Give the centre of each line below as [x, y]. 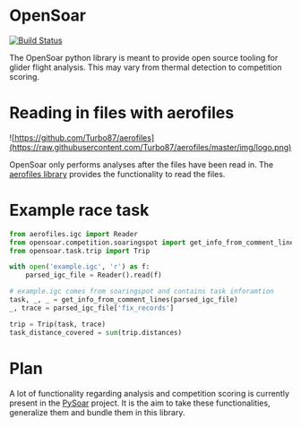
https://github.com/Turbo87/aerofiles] [85, 137]
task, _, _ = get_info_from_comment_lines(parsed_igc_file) [124, 300]
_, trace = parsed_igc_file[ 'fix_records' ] [92, 308]
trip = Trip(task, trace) [57, 324]
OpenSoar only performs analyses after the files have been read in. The [142, 164]
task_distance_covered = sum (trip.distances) [95, 332]
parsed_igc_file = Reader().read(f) [94, 275]
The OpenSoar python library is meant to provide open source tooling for [144, 57]
